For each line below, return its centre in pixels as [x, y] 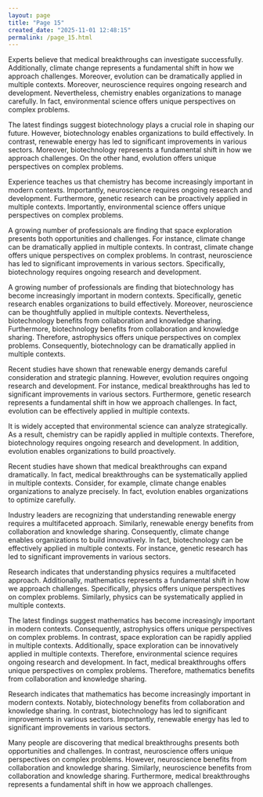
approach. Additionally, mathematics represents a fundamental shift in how [129, 580]
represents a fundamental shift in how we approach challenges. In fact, [122, 403]
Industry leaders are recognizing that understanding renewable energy [122, 515]
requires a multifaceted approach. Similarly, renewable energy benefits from [131, 524]
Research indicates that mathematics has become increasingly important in [129, 694]
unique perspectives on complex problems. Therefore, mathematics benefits [131, 671]
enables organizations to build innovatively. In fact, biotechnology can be [126, 540]
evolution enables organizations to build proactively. [92, 452]
